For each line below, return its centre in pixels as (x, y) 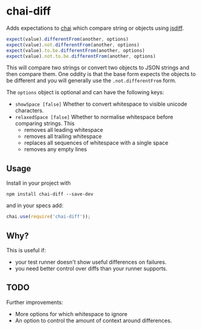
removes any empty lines (56, 150)
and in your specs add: (35, 205)
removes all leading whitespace (64, 130)
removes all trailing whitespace (63, 136)
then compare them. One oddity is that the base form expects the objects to (101, 74)
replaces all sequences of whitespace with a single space (96, 143)
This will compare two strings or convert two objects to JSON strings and (98, 67)
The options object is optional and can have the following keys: (85, 92)
